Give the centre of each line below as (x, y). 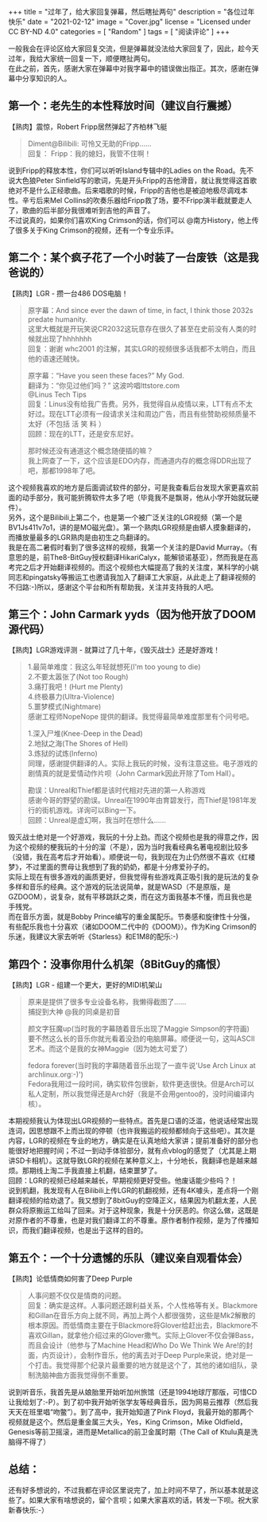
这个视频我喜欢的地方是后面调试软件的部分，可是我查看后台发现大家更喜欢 (130, 487)
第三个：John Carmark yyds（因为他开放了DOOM (132, 614)
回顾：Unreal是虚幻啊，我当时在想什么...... (97, 820)
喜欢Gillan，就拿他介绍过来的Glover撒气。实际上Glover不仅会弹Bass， (143, 1336)
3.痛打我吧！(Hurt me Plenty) (75, 687)
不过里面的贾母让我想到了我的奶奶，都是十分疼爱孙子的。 (119, 867)
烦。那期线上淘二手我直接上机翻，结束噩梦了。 (85, 1171)
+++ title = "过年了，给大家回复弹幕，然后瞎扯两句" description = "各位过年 (132, 12)
